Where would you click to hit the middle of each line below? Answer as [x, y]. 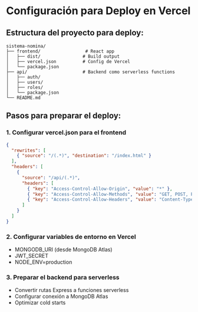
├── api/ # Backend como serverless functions [91, 72]
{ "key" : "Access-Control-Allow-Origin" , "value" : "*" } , [100, 189]
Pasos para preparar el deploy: [64, 116]
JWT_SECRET [32, 256]
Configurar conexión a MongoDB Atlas [61, 297]
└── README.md [24, 98]
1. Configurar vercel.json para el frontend [66, 133]
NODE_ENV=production [43, 262]
